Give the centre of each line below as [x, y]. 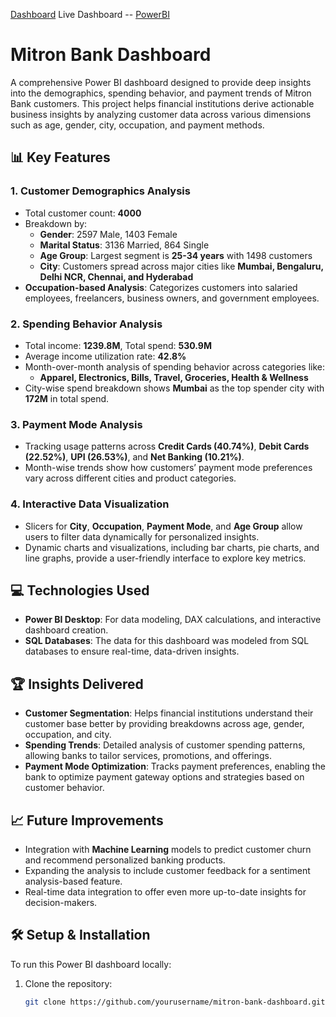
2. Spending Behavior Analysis [86, 324]
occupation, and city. [68, 735]
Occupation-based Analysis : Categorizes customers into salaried [161, 287]
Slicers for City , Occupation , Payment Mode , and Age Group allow [163, 526]
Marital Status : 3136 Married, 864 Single [124, 245]
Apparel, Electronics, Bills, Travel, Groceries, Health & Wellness [174, 377]
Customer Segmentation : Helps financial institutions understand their [169, 713]
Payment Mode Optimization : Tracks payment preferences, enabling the [175, 766]
